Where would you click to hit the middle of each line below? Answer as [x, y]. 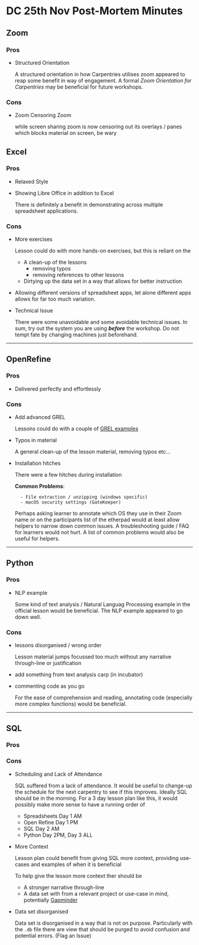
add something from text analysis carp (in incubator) [79, 675]
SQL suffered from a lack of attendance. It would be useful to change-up [103, 785]
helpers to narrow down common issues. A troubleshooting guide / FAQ [102, 526]
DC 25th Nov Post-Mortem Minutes [95, 11]
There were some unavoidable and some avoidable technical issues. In [101, 322]
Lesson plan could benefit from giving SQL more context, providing [97, 858]
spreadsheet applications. [46, 211]
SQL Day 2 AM [41, 829]
